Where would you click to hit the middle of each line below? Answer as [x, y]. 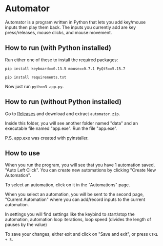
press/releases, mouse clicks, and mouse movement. [59, 32]
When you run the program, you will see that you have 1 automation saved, [80, 165]
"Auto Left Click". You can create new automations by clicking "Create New [81, 170]
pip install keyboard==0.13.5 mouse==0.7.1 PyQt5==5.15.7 [65, 69]
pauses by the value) [26, 225]
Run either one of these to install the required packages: [61, 60]
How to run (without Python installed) [63, 102]
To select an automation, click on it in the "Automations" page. [68, 185]
